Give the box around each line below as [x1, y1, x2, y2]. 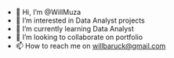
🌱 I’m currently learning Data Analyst [15, 24, 135, 33]
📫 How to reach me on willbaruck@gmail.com [15, 42, 166, 50]
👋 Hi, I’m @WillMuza [15, 8, 82, 16]
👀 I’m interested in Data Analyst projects [15, 16, 145, 25]
